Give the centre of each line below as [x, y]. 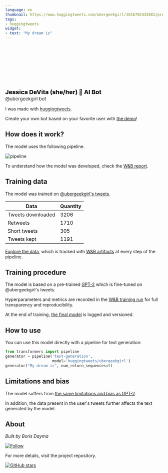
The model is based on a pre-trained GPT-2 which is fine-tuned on [74, 284]
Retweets [19, 223]
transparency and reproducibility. [39, 305]
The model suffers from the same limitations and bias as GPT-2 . [71, 393]
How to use [23, 330]
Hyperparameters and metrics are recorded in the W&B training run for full [82, 299]
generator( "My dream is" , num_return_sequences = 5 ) [59, 366]
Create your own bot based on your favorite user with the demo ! [71, 119]
